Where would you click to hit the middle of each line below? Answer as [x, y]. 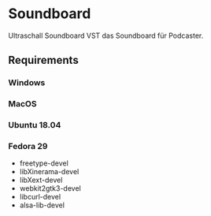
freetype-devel [44, 163]
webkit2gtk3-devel [50, 188]
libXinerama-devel [49, 172]
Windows [27, 83]
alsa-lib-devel [42, 205]
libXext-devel [41, 180]
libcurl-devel [40, 197]
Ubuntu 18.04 [35, 125]
